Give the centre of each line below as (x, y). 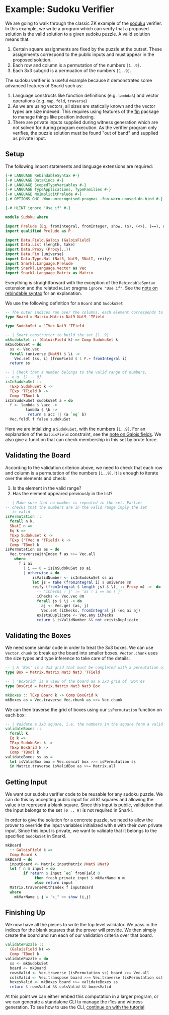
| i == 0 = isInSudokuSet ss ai (57, 568)
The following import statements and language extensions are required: (79, 166)
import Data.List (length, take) (40, 245)
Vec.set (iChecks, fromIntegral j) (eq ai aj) (91, 610)
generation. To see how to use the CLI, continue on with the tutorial (75, 1007)
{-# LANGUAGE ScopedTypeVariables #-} (46, 185)
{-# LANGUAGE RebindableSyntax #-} (43, 175)
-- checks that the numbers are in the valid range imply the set (76, 507)
